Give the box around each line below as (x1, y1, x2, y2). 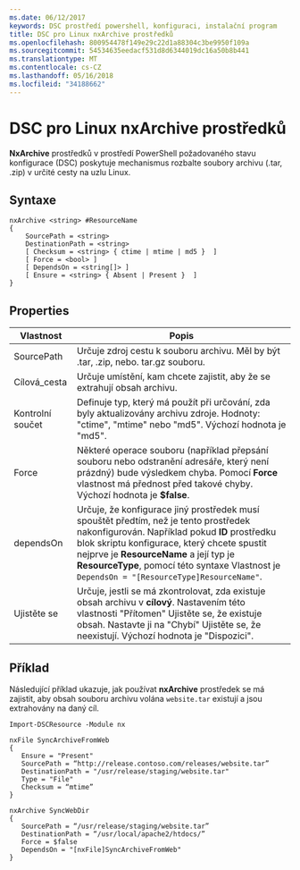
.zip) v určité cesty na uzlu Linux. (9, 166, 131, 177)
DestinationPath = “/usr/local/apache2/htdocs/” (21, 830, 205, 839)
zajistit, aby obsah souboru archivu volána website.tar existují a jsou (9, 694, 262, 704)
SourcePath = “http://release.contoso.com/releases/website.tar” (21, 759, 270, 768)
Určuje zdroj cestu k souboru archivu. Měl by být (77, 345, 281, 358)
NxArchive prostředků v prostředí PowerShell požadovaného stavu (9, 148, 256, 158)
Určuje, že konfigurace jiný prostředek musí (77, 503, 260, 516)
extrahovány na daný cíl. (9, 703, 100, 714)
